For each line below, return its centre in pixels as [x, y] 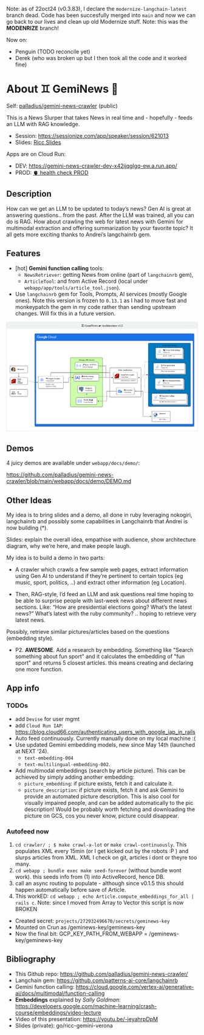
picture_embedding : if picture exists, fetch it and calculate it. [99, 783]
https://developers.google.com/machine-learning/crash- [86, 1006]
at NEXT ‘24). [32, 751]
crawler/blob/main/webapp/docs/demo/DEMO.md [69, 481]
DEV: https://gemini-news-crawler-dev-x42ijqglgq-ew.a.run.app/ [96, 166]
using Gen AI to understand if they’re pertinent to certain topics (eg [99, 576]
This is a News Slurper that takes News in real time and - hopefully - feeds [100, 117]
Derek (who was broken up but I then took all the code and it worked [101, 58]
